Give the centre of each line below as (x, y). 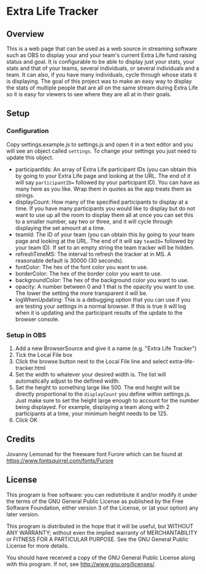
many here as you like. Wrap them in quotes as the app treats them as (103, 189)
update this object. (30, 157)
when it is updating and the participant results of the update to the (99, 312)
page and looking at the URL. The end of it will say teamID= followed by (105, 241)
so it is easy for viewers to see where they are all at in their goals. (89, 94)
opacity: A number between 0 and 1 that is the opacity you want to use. (105, 286)
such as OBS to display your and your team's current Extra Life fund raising (101, 55)
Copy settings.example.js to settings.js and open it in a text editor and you (100, 144)
